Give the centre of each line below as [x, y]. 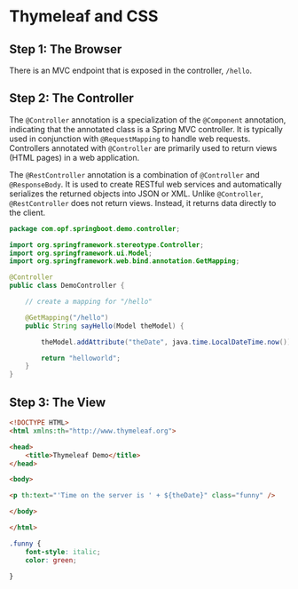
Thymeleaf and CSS [84, 16]
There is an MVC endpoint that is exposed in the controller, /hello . [131, 70]
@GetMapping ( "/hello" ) [67, 317]
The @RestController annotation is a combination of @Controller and [134, 174]
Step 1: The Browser [66, 49]
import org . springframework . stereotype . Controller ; [106, 245]
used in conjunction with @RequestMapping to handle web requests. [130, 139]
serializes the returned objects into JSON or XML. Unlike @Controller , [136, 194]
